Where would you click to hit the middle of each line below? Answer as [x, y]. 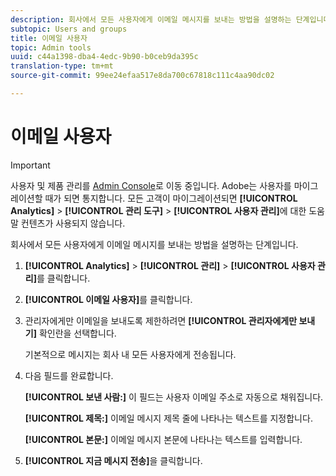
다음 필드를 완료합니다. [69, 375]
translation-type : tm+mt [62, 66]
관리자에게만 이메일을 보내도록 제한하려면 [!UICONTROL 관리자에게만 [161, 320]
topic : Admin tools [51, 47]
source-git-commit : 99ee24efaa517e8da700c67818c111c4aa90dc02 [142, 76]
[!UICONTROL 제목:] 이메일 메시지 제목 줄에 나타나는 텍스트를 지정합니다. [168, 418]
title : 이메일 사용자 [49, 38]
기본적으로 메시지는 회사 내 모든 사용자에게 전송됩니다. [130, 354]
